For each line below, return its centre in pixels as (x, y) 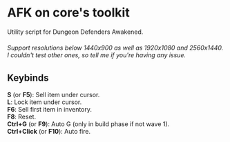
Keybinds (28, 78)
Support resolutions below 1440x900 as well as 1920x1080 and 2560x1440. (115, 48)
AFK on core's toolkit (68, 13)
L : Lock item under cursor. (45, 102)
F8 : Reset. (22, 116)
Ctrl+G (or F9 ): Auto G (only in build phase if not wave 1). (88, 124)
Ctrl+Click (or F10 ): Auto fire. (49, 131)
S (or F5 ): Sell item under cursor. (54, 94)
